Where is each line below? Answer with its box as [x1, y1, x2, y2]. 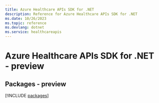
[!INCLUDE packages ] [5, 93, 49, 98]
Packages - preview [5, 80, 66, 88]
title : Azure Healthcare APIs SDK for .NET [5, 7, 95, 12]
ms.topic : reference [5, 20, 47, 26]
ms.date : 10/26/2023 [5, 16, 47, 21]
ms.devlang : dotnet [5, 25, 45, 30]
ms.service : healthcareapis [5, 29, 62, 34]
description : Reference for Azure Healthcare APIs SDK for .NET [5, 12, 138, 16]
